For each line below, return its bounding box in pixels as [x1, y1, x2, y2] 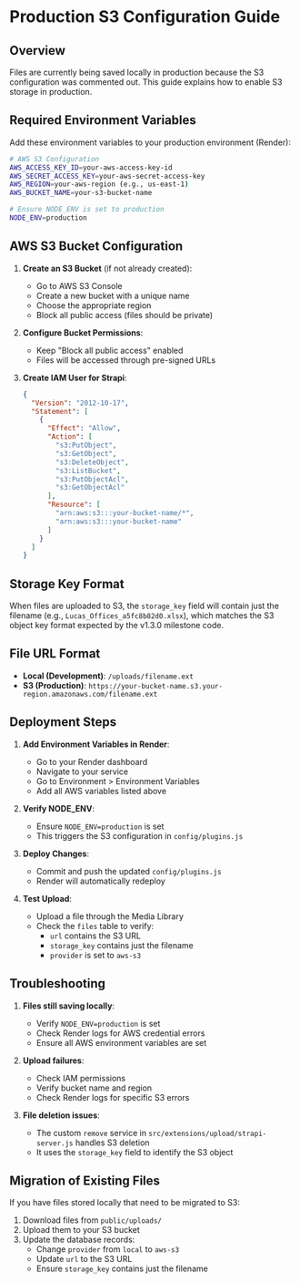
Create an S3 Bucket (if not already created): [22, 263, 193, 274]
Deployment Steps [9, 714, 116, 730]
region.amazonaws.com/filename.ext [22, 689, 158, 698]
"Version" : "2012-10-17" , [31, 398, 129, 408]
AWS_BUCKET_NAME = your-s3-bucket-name [9, 189, 153, 198]
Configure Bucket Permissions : [22, 326, 144, 338]
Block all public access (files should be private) [35, 309, 214, 320]
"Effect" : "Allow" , [46, 424, 121, 433]
